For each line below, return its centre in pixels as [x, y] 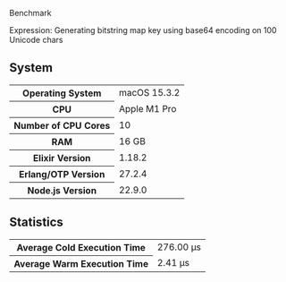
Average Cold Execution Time [81, 247]
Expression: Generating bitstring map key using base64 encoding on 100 [143, 30]
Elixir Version [62, 158]
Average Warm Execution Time [81, 263]
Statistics [37, 222]
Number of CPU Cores [62, 125]
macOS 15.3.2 [150, 93]
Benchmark [30, 13]
